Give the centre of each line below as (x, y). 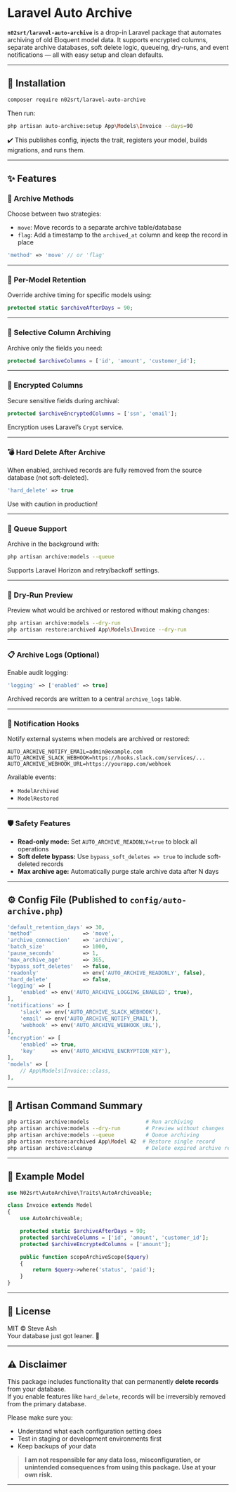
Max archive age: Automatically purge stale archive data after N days (118, 871)
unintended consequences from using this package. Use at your (120, 1467)
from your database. (37, 1389)
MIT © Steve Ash (32, 1328)
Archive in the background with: (53, 544)
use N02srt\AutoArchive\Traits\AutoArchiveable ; (80, 1193)
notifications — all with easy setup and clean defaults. (85, 55)
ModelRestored (38, 799)
